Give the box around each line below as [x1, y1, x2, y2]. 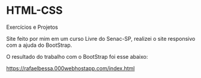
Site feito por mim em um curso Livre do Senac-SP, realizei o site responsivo [6, 35, 196, 42]
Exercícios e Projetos [6, 23, 58, 31]
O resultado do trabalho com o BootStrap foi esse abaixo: [6, 53, 148, 60]
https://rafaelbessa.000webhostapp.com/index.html [6, 64, 135, 72]
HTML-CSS [6, 4, 63, 17]
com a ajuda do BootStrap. [6, 41, 73, 49]
